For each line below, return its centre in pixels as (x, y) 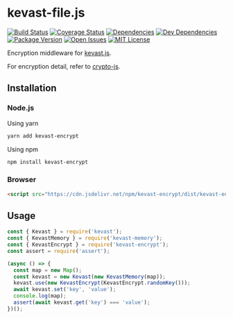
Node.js (21, 108)
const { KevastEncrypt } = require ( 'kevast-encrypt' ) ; (88, 245)
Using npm (23, 149)
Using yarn (23, 123)
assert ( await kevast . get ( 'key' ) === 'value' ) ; (82, 303)
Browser (22, 180)
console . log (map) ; (40, 296)
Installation (32, 88)
